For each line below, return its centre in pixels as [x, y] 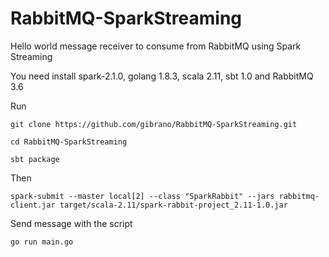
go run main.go [42, 242]
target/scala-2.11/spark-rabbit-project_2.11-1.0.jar [173, 205]
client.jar [33, 205]
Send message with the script [71, 223]
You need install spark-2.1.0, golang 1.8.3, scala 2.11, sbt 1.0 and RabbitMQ [162, 76]
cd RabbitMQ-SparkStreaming [69, 142]
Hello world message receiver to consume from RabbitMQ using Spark [156, 46]
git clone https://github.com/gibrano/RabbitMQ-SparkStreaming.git [154, 124]
